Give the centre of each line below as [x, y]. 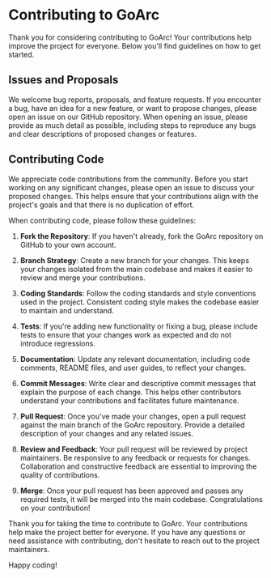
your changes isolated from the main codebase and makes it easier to [136, 269]
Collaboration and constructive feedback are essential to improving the [138, 466]
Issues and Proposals [64, 80]
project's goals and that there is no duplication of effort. [102, 205]
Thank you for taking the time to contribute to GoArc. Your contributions [128, 523]
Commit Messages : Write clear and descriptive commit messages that [138, 383]
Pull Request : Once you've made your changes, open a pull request [133, 416]
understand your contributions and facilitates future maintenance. [129, 400]
